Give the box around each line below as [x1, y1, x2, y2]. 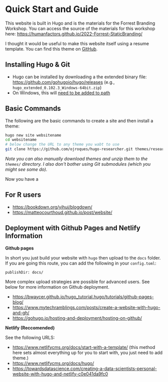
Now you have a [5, 176, 38, 182]
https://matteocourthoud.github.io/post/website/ [12, 209, 112, 215]
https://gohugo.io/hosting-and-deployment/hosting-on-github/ [12, 315, 142, 321]
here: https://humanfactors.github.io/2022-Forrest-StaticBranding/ [5, 31, 142, 37]
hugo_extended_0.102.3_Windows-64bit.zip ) [12, 84, 102, 90]
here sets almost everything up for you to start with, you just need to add [12, 349, 163, 355]
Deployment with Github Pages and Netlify [5, 224, 141, 232]
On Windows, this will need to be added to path [12, 89, 110, 96]
